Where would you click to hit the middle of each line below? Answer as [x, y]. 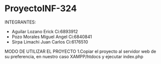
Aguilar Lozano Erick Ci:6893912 [45, 31]
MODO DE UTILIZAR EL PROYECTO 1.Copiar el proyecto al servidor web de [80, 51]
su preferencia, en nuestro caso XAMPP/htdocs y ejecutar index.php [74, 56]
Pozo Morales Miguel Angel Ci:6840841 [52, 37]
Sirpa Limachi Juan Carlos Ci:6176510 [50, 42]
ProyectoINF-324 [41, 9]
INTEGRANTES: [20, 22]
